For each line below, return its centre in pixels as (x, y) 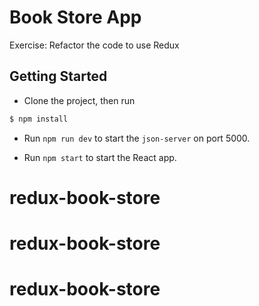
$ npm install (39, 119)
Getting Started (58, 76)
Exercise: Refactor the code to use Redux (94, 45)
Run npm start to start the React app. (100, 157)
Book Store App (75, 17)
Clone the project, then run (79, 100)
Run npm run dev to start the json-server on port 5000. (137, 138)
